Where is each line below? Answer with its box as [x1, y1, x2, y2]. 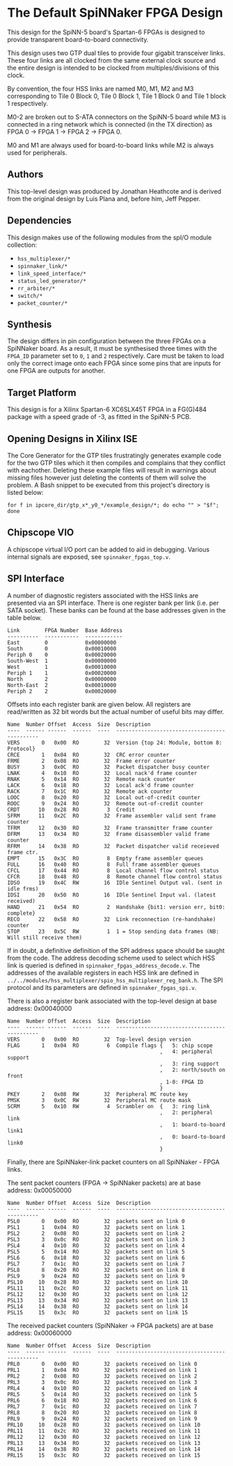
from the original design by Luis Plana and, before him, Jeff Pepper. [7, 194, 201, 203]
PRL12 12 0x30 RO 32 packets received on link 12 [7, 1433, 200, 1440]
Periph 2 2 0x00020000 [7, 688, 117, 695]
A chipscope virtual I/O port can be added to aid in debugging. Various [7, 545, 210, 553]
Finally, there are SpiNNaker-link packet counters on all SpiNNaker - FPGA [7, 1158, 220, 1166]
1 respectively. [7, 99, 49, 107]
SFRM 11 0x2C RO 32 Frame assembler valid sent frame [7, 812, 216, 819]
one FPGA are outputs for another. [7, 367, 106, 375]
